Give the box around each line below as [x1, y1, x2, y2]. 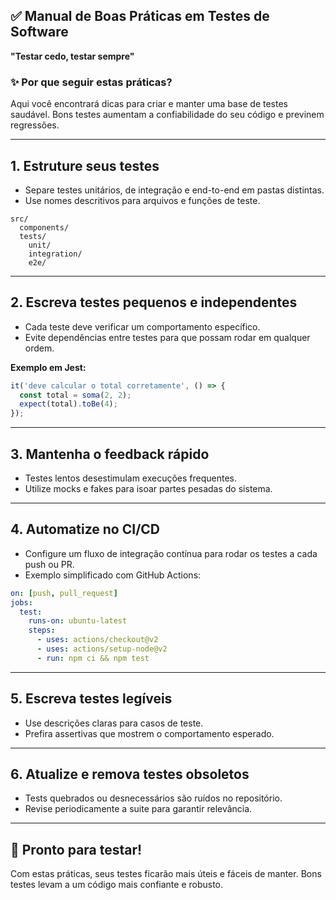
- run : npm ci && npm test [36, 653, 150, 663]
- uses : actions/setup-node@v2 [36, 644, 168, 654]
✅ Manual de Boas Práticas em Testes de [10, 8, 270, 25]
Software [10, 24, 69, 41]
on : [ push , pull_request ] [10, 588, 118, 598]
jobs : [10, 597, 33, 608]
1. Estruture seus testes [10, 157, 160, 174]
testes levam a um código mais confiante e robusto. [10, 879, 224, 891]
